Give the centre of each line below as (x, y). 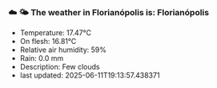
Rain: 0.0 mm (42, 58)
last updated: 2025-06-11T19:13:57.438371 (90, 75)
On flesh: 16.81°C (48, 42)
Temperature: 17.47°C (56, 33)
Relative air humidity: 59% (63, 50)
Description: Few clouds (60, 67)
